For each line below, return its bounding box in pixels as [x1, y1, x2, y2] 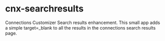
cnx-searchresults [5, 3, 84, 14]
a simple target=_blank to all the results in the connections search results [5, 24, 156, 30]
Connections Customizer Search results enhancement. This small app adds [5, 19, 160, 25]
